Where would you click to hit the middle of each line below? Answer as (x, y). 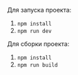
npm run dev (34, 31)
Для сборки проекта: (38, 44)
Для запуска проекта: (39, 10)
